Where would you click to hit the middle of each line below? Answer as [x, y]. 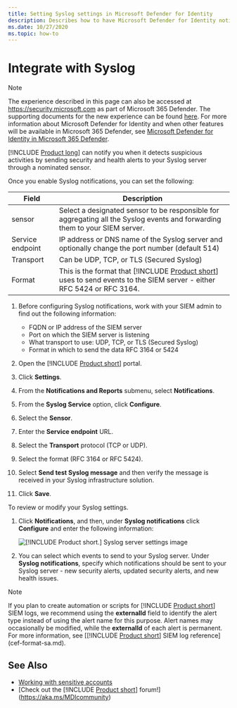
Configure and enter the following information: [86, 528]
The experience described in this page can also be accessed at [100, 101]
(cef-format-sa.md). [37, 643]
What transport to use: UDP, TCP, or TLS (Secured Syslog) [114, 342]
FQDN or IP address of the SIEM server [85, 328]
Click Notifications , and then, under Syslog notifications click [109, 521]
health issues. [38, 578]
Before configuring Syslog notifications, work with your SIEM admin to [120, 306]
